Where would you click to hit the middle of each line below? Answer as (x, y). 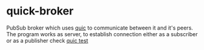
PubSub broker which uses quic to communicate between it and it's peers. (100, 28)
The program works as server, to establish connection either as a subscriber (102, 34)
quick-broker (40, 11)
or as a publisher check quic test (47, 40)
